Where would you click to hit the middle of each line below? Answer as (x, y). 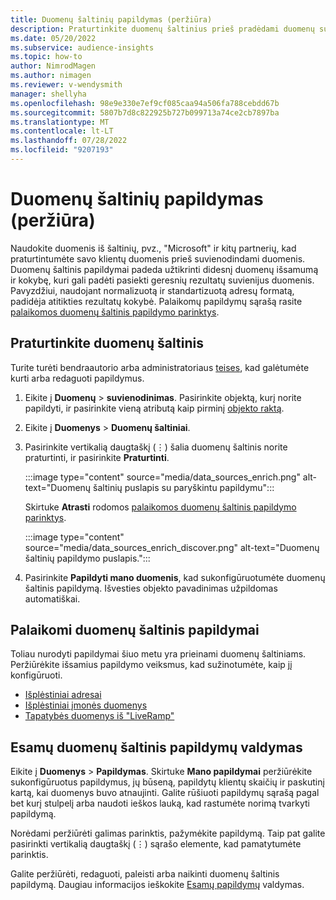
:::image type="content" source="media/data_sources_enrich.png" (162, 477)
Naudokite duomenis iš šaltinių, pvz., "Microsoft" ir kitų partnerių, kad (153, 248)
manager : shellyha (48, 94)
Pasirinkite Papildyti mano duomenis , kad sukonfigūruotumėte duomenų (175, 577)
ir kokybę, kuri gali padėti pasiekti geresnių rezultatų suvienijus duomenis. (162, 280)
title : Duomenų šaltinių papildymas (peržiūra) (111, 19)
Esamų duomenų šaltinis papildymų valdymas (156, 747)
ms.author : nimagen (51, 76)
